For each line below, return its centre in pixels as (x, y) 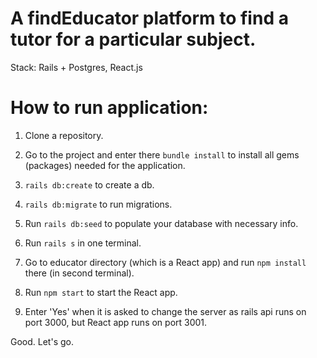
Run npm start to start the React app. (101, 292)
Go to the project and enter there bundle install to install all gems (162, 154)
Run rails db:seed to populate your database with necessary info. (161, 223)
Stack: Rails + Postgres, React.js (76, 67)
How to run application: (109, 108)
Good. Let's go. (42, 341)
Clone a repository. (64, 135)
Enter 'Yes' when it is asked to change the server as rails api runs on (165, 311)
